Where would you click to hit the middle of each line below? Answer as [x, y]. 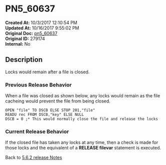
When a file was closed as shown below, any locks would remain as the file [83, 96]
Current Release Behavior [37, 131]
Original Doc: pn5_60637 [31, 33]
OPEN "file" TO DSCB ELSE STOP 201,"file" [50, 110]
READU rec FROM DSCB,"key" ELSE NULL [45, 115]
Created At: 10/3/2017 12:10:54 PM [41, 23]
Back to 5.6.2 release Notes [34, 157]
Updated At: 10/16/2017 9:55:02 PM [42, 28]
